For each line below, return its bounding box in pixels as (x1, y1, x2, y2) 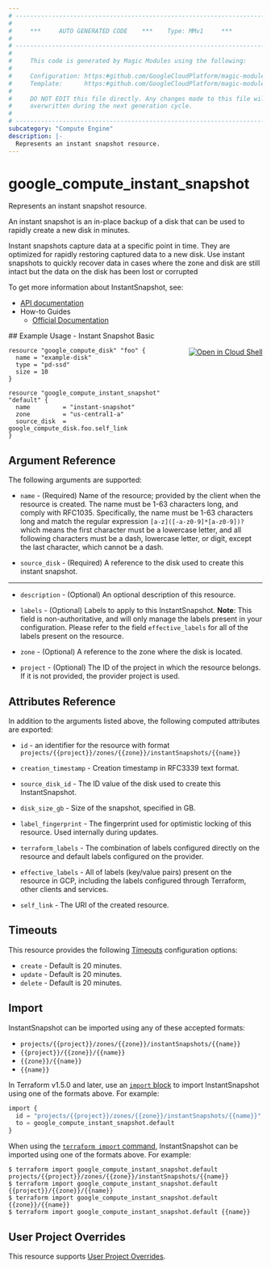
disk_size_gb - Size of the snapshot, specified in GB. (19, 803, 196, 813)
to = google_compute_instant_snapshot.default (15, 1119, 175, 1127)
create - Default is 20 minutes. (19, 960, 123, 971)
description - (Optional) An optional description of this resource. (19, 590, 236, 599)
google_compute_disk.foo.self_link (8, 425, 128, 433)
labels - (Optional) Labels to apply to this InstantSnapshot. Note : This (19, 606, 252, 615)
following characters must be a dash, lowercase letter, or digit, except (19, 534, 252, 544)
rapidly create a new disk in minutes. (8, 226, 131, 235)
